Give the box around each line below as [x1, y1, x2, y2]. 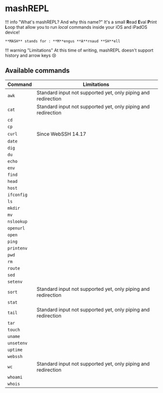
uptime [7, 347, 23, 353]
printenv [7, 245, 28, 251]
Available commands [5, 67, 70, 75]
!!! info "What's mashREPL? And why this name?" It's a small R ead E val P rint [5, 19, 157, 25]
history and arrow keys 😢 [5, 52, 57, 58]
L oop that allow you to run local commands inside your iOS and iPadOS [5, 24, 147, 30]
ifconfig [7, 192, 28, 197]
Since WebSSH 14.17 [36, 130, 86, 137]
